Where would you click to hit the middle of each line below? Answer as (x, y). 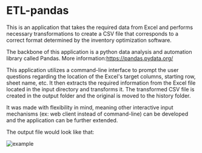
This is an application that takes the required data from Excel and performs (99, 27)
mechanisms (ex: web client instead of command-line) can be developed (97, 114)
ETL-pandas (38, 11)
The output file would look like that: (50, 132)
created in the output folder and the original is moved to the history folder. (99, 96)
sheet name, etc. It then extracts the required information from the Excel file (101, 83)
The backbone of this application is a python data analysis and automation (99, 51)
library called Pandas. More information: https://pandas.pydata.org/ (90, 58)
